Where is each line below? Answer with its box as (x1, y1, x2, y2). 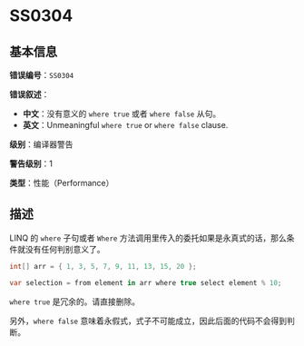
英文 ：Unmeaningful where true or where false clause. (22, 120, 229, 130)
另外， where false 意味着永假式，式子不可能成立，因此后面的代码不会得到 (9, 315, 288, 326)
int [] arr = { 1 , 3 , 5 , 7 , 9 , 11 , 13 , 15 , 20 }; (9, 262, 197, 271)
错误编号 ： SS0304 (9, 70, 74, 80)
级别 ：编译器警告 (9, 139, 74, 150)
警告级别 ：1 (9, 158, 53, 169)
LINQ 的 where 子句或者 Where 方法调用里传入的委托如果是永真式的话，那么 (9, 232, 288, 243)
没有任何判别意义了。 (25, 243, 105, 254)
